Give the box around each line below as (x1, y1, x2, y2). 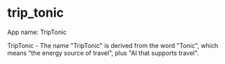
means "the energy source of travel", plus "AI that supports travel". (7, 49, 199, 57)
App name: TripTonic (7, 28, 67, 36)
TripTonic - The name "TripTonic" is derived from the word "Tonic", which (7, 41, 219, 49)
